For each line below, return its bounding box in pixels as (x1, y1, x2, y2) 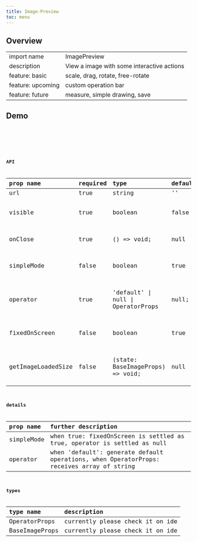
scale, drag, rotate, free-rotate (65, 72, 150, 80)
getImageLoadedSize (9, 363, 73, 370)
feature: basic (9, 72, 47, 80)
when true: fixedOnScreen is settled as (50, 432, 185, 440)
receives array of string (50, 462, 135, 470)
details (6, 402, 26, 408)
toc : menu (6, 14, 30, 20)
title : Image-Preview (6, 8, 59, 15)
